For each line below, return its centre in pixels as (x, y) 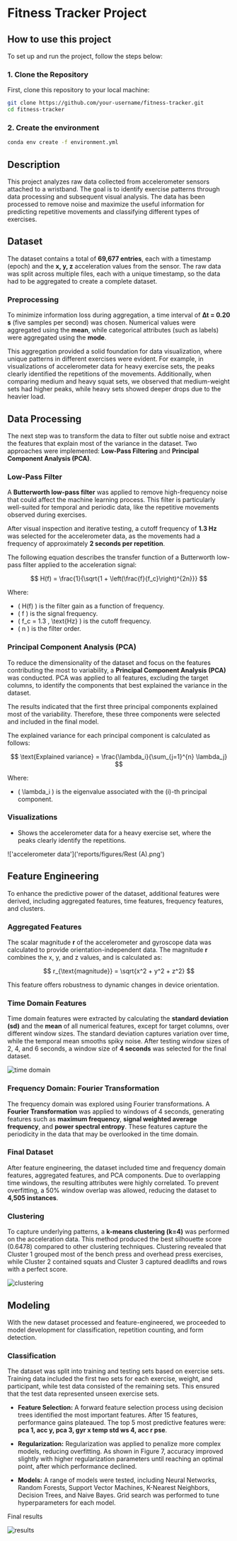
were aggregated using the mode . (57, 337)
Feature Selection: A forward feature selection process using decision (120, 1408)
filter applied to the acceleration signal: (80, 565)
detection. (22, 1337)
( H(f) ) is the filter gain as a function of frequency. (91, 606)
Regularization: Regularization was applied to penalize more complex (119, 1444)
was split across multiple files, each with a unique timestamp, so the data (114, 274)
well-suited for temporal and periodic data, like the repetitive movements (113, 508)
